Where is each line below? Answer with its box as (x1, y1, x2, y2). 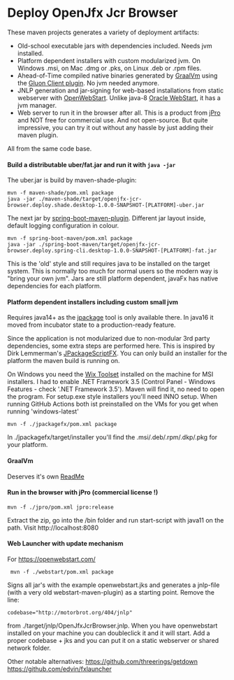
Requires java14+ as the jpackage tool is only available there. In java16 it (7, 313, 214, 322)
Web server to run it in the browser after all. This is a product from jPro (17, 108, 221, 117)
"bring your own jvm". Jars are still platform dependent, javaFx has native (7, 274, 219, 283)
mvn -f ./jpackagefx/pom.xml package (7, 421, 117, 428)
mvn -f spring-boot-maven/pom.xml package (7, 235, 133, 242)
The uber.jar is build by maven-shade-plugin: (7, 176, 137, 185)
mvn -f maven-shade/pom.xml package (7, 190, 114, 197)
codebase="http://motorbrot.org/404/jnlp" (7, 609, 133, 616)
